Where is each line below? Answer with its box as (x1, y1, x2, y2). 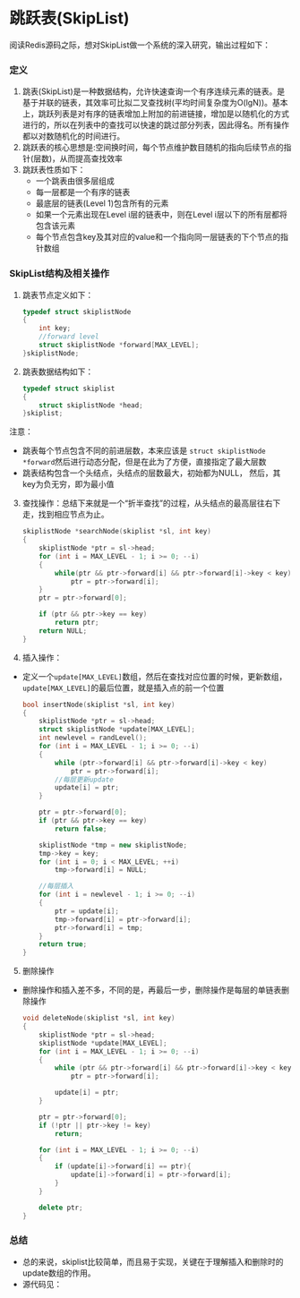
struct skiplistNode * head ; (39, 400, 143, 410)
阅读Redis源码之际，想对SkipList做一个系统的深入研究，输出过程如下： (9, 39, 271, 50)
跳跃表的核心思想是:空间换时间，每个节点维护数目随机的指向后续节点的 (21, 142, 284, 153)
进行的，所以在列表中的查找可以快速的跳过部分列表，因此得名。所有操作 (21, 120, 289, 131)
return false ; (55, 824, 107, 833)
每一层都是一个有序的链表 (35, 187, 131, 198)
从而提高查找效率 (59, 153, 124, 164)
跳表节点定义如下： (21, 289, 94, 300)
